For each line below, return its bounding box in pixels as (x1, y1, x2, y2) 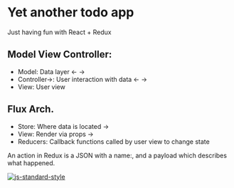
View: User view (17, 83, 65, 91)
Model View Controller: (7, 48, 112, 61)
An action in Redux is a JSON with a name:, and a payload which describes (7, 151, 228, 160)
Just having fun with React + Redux (7, 28, 112, 36)
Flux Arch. (7, 103, 55, 115)
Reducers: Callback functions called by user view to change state (17, 137, 210, 146)
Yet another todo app (7, 4, 134, 21)
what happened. (7, 158, 55, 167)
